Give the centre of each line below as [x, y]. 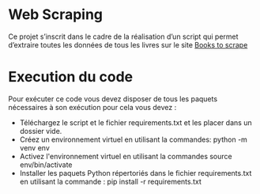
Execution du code [71, 77]
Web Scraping [56, 15]
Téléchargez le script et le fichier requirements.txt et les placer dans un [136, 122]
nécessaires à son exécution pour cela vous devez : [92, 107]
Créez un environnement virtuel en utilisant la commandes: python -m [133, 139]
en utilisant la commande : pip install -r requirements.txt [110, 181]
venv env [34, 147]
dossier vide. [41, 131]
